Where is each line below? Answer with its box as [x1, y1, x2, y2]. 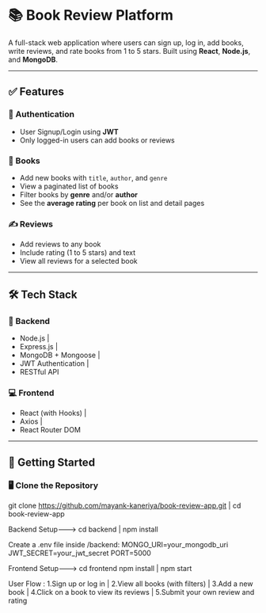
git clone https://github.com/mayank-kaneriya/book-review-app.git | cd [8, 501, 241, 510]
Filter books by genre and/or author [19, 189, 139, 199]
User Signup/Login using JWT [19, 127, 119, 136]
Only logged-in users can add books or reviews [19, 135, 176, 145]
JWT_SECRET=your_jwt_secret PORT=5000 [8, 548, 152, 558]
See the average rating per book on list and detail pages [19, 198, 205, 208]
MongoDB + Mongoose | [19, 350, 101, 360]
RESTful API [19, 367, 59, 376]
